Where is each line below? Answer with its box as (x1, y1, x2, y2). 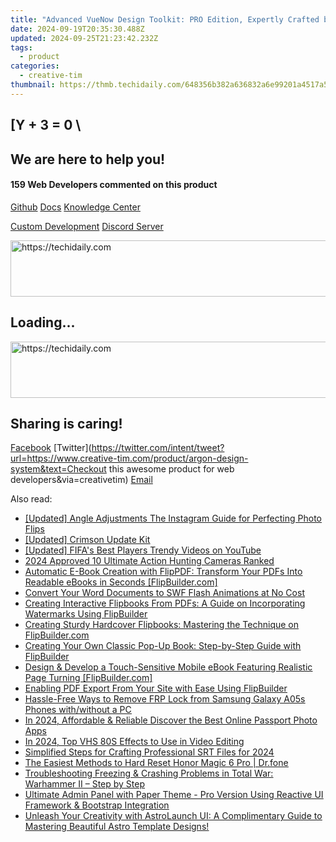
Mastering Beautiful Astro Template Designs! (24, 821, 210, 833)
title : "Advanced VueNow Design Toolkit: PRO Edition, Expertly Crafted (10, 14, 320, 25)
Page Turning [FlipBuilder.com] (24, 672, 153, 684)
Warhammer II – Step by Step (24, 778, 146, 790)
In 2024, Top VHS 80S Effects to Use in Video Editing (24, 736, 245, 748)
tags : (10, 42, 33, 53)
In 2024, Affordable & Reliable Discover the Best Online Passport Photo (24, 714, 318, 726)
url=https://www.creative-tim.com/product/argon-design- (10, 452, 249, 465)
